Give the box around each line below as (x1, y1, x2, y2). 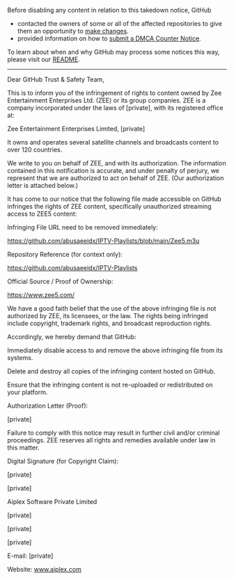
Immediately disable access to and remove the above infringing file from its (7, 346, 223, 355)
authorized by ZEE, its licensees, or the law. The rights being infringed (7, 312, 208, 320)
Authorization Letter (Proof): (7, 401, 88, 410)
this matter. (7, 443, 40, 452)
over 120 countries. (7, 146, 63, 154)
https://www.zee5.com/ (7, 291, 75, 299)
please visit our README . (7, 55, 80, 64)
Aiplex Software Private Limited (7, 498, 97, 505)
